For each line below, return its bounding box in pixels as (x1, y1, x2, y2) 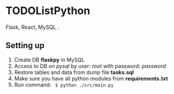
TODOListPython (5, 4, 91, 18)
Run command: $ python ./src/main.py (14, 81, 114, 88)
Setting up (5, 41, 45, 51)
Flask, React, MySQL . (5, 23, 60, 31)
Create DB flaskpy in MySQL (14, 56, 85, 63)
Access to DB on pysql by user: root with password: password (14, 62, 166, 69)
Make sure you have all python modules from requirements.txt (14, 75, 168, 82)
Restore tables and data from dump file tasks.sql (14, 69, 134, 76)
